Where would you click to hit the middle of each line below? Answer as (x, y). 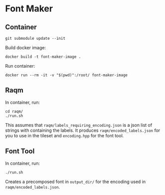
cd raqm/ (14, 111)
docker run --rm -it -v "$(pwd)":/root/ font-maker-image (66, 75)
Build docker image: (26, 48)
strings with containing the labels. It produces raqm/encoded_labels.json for (83, 130)
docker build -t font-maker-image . (43, 57)
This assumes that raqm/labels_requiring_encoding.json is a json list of (79, 125)
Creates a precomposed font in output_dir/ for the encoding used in (75, 182)
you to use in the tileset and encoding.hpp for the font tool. (65, 135)
